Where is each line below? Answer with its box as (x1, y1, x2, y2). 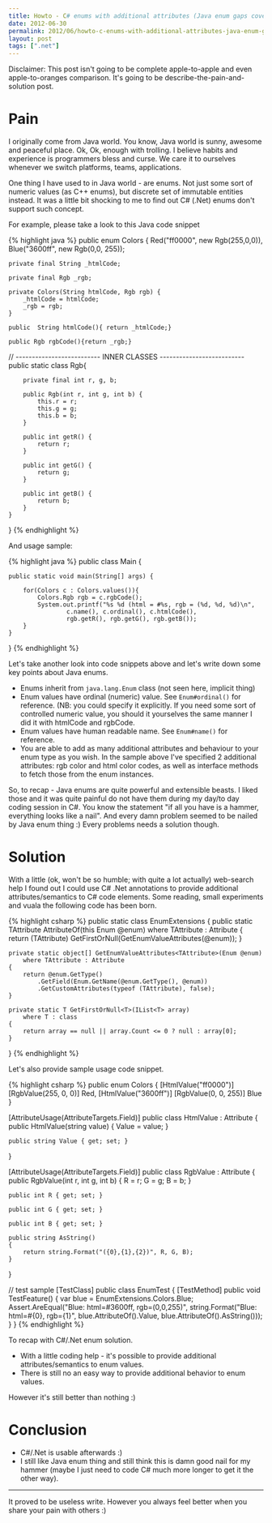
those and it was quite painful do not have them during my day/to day (8, 794, 240, 803)
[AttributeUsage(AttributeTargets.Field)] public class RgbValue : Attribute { (8, 1167, 256, 1176)
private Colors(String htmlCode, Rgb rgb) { (8, 289, 161, 297)
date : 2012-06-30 (8, 19, 67, 28)
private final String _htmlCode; (8, 260, 121, 268)
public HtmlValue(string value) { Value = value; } (8, 1122, 168, 1131)
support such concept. (8, 204, 85, 214)
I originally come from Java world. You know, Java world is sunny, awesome (8, 137, 262, 147)
